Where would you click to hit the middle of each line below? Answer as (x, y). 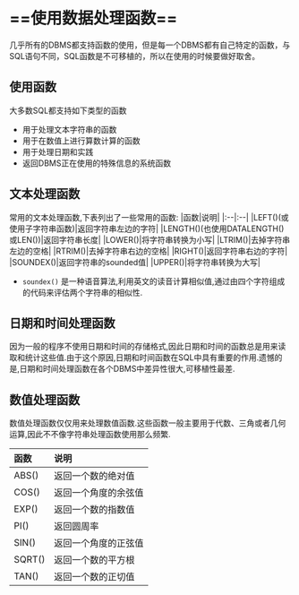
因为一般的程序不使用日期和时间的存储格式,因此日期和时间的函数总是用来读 (148, 347)
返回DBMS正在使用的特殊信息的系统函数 (97, 163)
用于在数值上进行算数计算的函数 (81, 141)
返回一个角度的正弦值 (98, 543)
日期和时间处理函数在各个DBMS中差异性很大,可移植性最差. (127, 369)
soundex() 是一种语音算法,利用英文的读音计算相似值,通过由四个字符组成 (154, 281)
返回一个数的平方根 (94, 560)
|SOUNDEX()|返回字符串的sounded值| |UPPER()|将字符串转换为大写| (135, 262)
